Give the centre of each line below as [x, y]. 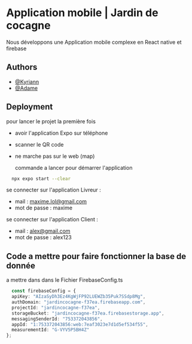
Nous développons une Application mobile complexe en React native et [94, 42]
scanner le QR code [39, 144]
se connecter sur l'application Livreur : [54, 190]
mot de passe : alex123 [43, 238]
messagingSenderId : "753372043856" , [57, 319]
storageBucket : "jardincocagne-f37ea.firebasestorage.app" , [88, 313]
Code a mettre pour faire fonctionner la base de [96, 256]
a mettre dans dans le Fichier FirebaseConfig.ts [65, 280]
